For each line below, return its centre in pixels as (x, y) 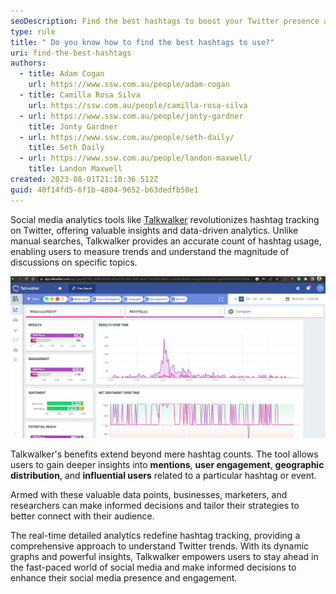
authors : (28, 63)
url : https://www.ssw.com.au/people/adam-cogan (129, 85)
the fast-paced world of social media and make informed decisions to (153, 567)
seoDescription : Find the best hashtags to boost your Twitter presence (165, 21)
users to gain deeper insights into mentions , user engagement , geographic (167, 464)
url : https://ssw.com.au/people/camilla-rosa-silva (138, 105)
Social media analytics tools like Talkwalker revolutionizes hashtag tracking (165, 219)
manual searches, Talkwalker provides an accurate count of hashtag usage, (166, 241)
